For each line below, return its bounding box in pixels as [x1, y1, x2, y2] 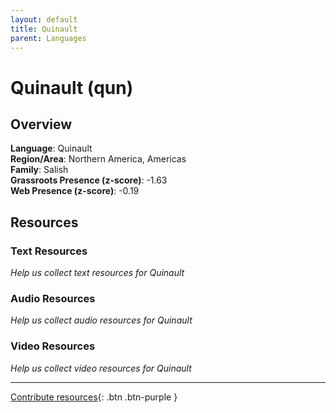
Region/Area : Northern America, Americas [10, 153, 187, 165]
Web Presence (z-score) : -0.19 [10, 185, 140, 197]
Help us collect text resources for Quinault [10, 267, 185, 279]
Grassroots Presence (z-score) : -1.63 [10, 174, 168, 186]
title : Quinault [10, 24, 78, 34]
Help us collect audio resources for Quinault [10, 314, 193, 326]
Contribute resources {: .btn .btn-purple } [10, 391, 178, 403]
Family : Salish [10, 164, 69, 176]
